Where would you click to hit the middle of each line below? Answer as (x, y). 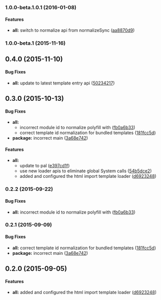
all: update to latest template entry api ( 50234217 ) (63, 83)
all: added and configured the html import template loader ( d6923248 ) (84, 293)
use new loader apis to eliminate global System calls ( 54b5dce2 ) (86, 171)
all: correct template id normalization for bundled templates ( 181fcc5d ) (84, 248)
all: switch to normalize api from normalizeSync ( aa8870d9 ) (73, 30)
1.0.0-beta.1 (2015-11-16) (35, 43)
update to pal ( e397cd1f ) (45, 166)
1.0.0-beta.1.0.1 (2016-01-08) (41, 7)
